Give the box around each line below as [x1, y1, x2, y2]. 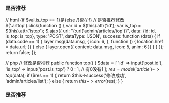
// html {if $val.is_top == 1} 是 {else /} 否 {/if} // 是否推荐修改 [5, 17, 125, 23]
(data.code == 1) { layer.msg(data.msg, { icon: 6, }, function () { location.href [5, 39, 164, 45]
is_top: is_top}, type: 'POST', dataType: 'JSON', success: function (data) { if [5, 33, 160, 39]
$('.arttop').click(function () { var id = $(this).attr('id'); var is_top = [5, 23, 141, 29]
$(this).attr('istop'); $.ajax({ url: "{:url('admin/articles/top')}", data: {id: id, [5, 28, 156, 34]
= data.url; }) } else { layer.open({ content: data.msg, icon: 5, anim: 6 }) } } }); [5, 44, 164, 50]
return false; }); [5, 49, 37, 56]
